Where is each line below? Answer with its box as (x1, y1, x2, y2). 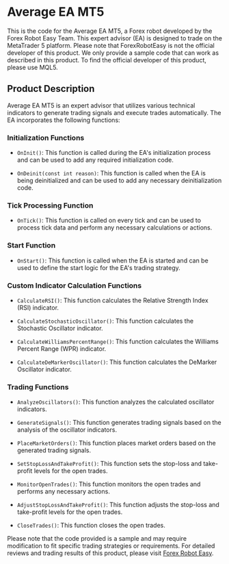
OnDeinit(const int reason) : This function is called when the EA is (16, 169, 206, 177)
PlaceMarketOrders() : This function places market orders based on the (16, 439, 217, 447)
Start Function (7, 241, 56, 250)
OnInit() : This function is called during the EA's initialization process (16, 149, 211, 157)
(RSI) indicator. (16, 303, 59, 312)
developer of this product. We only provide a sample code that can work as (7, 49, 219, 57)
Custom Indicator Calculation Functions (7, 280, 142, 290)
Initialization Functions (7, 133, 85, 143)
